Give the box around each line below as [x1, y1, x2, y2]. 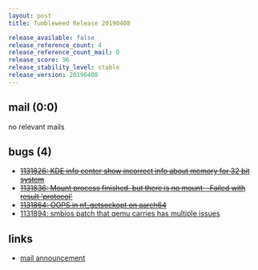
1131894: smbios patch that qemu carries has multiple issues [19, 209, 220, 219]
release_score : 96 [8, 56, 70, 64]
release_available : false [8, 34, 95, 42]
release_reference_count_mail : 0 [8, 49, 120, 57]
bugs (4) [8, 145, 52, 159]
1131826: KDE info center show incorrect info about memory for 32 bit [19, 166, 250, 176]
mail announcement [19, 253, 86, 263]
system [19, 175, 45, 184]
